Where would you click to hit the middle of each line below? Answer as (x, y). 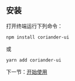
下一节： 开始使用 (27, 72)
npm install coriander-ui (37, 37)
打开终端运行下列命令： (34, 26)
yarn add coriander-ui (34, 60)
